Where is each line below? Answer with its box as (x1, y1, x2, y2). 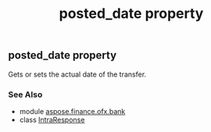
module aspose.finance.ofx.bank (19, 106, 126, 116)
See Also (8, 89, 43, 100)
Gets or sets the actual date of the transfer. (8, 70, 147, 79)
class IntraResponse (19, 115, 85, 124)
